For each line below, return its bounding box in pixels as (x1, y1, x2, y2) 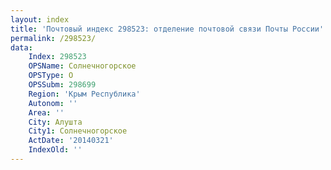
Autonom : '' (28, 98, 78, 108)
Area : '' (28, 107, 65, 118)
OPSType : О (28, 71, 74, 81)
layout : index (10, 14, 70, 25)
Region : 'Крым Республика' (28, 89, 141, 99)
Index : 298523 (28, 52, 87, 62)
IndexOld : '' (28, 145, 83, 155)
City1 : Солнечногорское (28, 126, 128, 136)
